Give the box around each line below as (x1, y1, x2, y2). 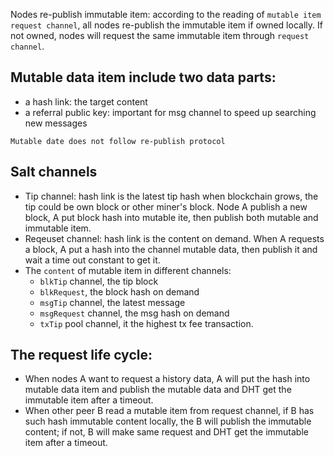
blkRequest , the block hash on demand (39, 285, 200, 298)
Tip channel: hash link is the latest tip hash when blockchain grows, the (24, 190, 319, 202)
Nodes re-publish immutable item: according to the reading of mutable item (10, 9, 322, 20)
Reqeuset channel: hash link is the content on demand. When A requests (24, 232, 325, 244)
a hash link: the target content (24, 95, 148, 108)
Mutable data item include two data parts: (10, 69, 277, 86)
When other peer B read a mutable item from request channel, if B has (24, 405, 315, 417)
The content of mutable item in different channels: (24, 264, 232, 276)
